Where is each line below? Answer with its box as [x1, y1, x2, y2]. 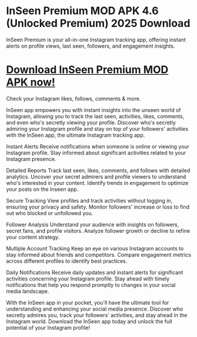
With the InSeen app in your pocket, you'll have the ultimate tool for [6, 299, 169, 306]
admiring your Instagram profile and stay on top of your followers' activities [6, 125, 189, 132]
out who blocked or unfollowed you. [6, 209, 94, 216]
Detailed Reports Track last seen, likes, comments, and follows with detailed [6, 167, 191, 174]
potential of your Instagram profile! [6, 324, 90, 331]
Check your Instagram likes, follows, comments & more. [6, 95, 141, 102]
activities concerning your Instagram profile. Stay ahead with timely [6, 275, 170, 282]
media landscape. [6, 288, 49, 295]
